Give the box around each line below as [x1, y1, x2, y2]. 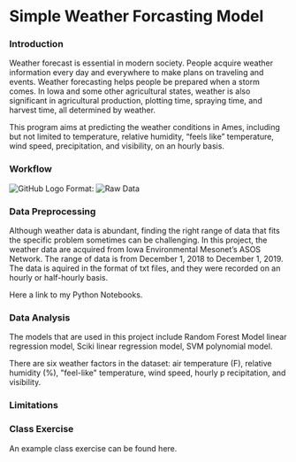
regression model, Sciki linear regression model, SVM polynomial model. [9, 341, 273, 351]
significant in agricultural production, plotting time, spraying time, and [9, 96, 262, 106]
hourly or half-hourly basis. [9, 273, 109, 283]
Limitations [9, 399, 59, 412]
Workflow [9, 163, 53, 175]
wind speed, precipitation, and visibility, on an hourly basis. [9, 141, 225, 151]
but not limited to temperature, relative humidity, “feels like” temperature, [9, 131, 274, 142]
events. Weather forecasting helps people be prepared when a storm [9, 77, 261, 88]
